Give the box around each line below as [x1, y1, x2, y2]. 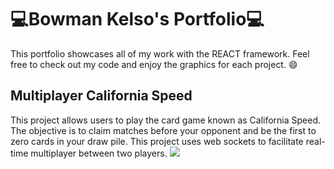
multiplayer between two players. [30, 147, 168, 159]
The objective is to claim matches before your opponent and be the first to [10, 124, 317, 136]
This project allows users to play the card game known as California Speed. [10, 114, 322, 126]
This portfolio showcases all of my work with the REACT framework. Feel [10, 47, 310, 60]
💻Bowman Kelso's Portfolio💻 [10, 8, 265, 31]
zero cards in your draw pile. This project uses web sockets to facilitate [10, 135, 304, 147]
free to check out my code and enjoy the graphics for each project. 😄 [10, 58, 298, 70]
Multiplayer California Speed [10, 87, 193, 105]
